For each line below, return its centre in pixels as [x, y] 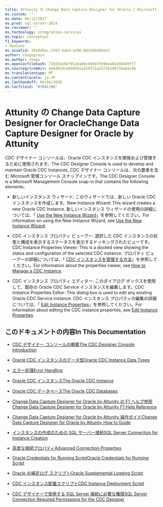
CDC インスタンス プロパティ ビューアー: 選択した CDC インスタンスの [83, 236]
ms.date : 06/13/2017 [26, 19]
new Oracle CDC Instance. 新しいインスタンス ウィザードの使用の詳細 [82, 209]
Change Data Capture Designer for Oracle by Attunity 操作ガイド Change [84, 417]
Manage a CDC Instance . [37, 271]
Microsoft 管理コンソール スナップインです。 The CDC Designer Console [83, 176]
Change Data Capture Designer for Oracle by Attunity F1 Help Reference [84, 407]
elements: [15, 187]
